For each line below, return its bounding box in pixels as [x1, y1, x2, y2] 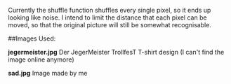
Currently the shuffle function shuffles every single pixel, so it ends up [8, 6, 211, 14]
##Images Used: [8, 34, 56, 43]
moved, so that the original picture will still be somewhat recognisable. [8, 21, 211, 29]
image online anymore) [8, 55, 74, 64]
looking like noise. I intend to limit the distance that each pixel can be [8, 13, 207, 22]
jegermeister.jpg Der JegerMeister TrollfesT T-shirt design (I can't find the [8, 48, 225, 56]
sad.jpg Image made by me [8, 69, 88, 77]
